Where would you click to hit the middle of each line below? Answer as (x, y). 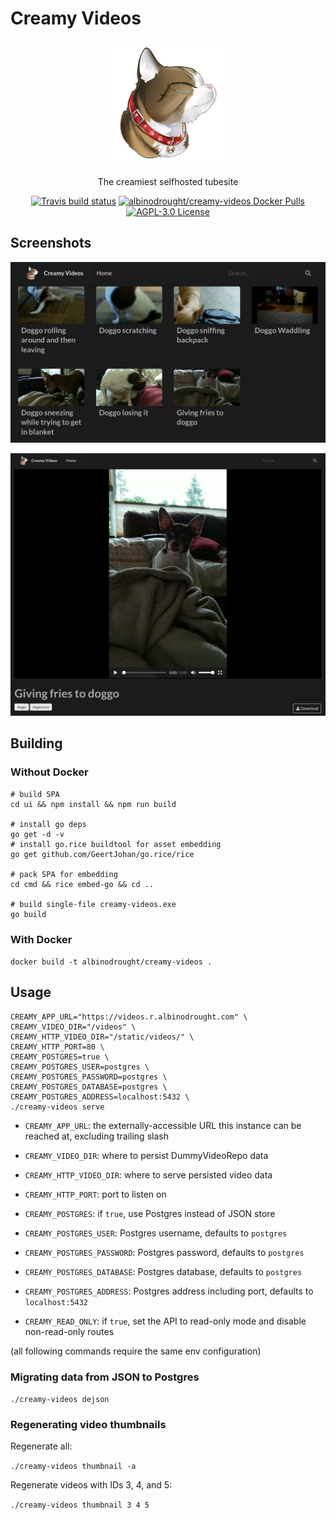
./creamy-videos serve (57, 1107)
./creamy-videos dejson (60, 1400)
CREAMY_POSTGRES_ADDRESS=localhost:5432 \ (100, 1097)
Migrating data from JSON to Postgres (105, 1377)
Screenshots (51, 243)
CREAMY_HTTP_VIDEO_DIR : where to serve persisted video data (148, 1174)
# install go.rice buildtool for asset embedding (116, 844)
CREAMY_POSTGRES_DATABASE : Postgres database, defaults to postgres (163, 1271)
